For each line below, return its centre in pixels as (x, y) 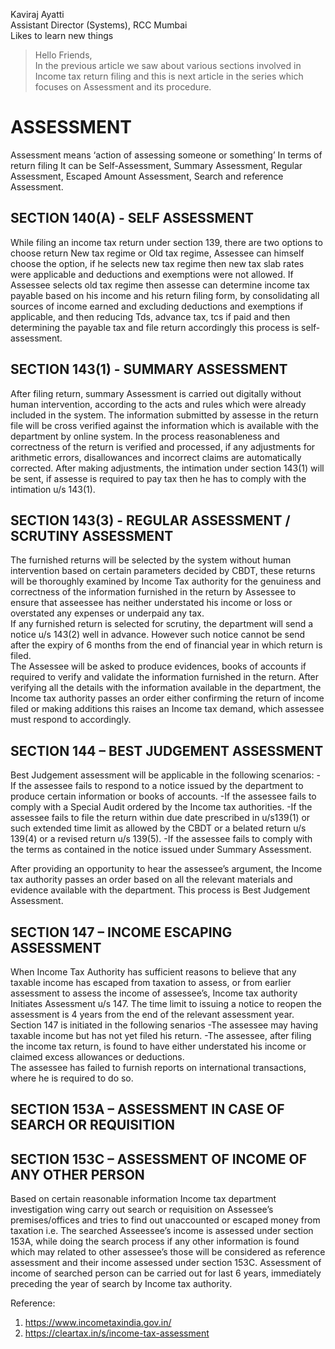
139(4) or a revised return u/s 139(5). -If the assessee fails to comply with (161, 839)
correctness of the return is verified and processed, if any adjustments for (163, 446)
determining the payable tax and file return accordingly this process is (155, 327)
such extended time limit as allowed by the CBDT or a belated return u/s (158, 828)
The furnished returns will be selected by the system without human (151, 560)
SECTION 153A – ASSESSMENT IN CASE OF (147, 1109)
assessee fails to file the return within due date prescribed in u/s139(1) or (160, 818)
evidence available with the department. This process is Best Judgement (160, 890)
